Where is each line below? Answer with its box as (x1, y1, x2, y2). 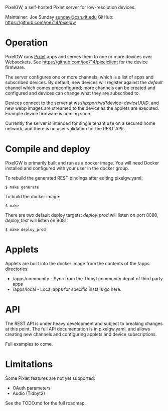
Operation (5, 37, 48, 48)
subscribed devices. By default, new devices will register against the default (5, 79, 163, 85)
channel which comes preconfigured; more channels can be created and (5, 85, 155, 91)
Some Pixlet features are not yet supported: (5, 375, 95, 381)
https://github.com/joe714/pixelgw (5, 20, 76, 25)
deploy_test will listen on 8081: (5, 217, 68, 223)
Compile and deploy (5, 143, 90, 155)
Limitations (5, 358, 53, 370)
